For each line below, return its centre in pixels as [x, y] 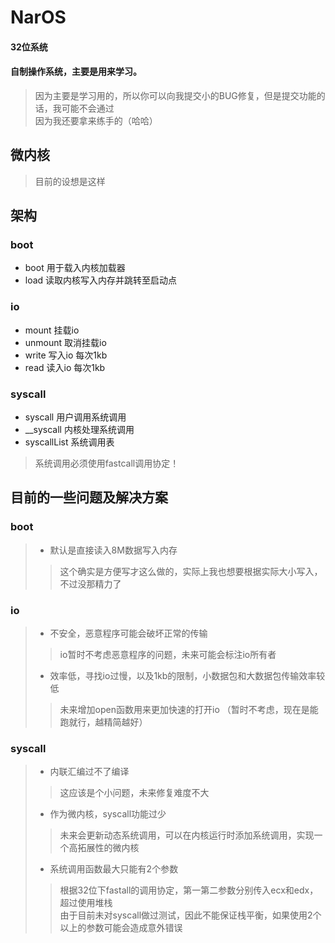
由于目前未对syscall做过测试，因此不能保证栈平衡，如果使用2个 [190, 915]
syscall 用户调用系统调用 [75, 417]
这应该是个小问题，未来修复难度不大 [134, 793]
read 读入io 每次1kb [65, 367]
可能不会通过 [88, 108]
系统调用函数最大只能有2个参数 [114, 869]
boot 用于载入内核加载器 [75, 268]
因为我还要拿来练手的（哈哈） [96, 120]
